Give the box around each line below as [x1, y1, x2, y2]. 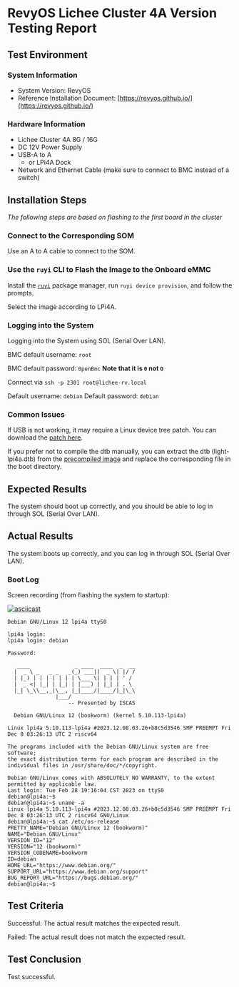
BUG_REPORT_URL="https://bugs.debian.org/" [7, 874, 139, 882]
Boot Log [7, 575, 39, 584]
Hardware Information [7, 119, 86, 129]
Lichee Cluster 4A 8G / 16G [17, 136, 98, 144]
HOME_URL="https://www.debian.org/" [7, 862, 116, 869]
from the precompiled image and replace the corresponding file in [37, 455, 231, 463]
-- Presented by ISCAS [68, 699, 136, 707]
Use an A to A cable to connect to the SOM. [7, 247, 136, 255]
